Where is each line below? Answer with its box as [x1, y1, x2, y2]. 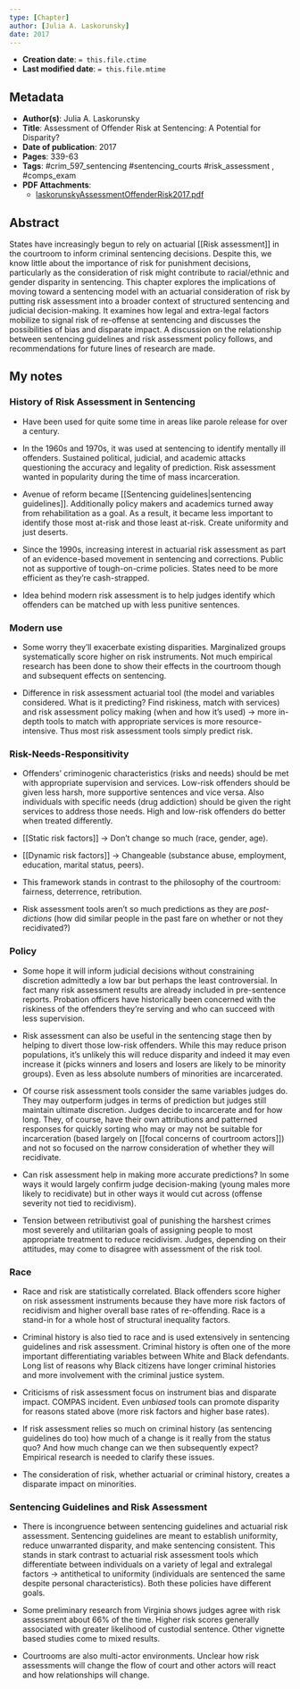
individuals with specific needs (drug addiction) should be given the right [21, 797, 291, 807]
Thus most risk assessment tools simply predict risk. [59, 725, 253, 736]
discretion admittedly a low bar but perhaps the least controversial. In [21, 974, 279, 985]
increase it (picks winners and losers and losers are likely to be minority [21, 1058, 287, 1069]
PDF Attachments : [21, 180, 92, 190]
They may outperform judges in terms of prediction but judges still [21, 1095, 267, 1106]
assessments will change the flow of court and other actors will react [21, 1660, 277, 1671]
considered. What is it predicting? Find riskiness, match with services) [21, 697, 280, 707]
